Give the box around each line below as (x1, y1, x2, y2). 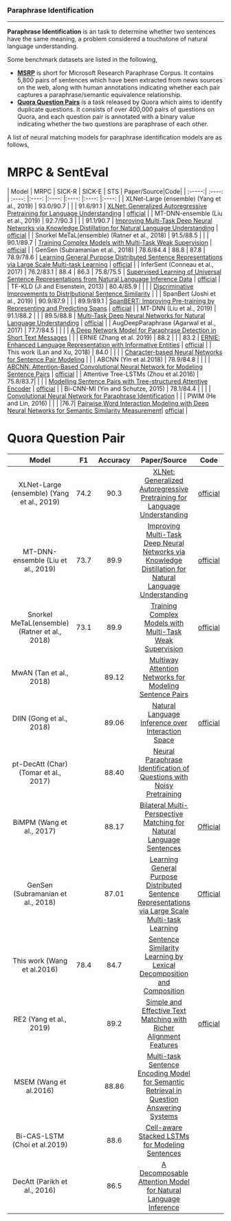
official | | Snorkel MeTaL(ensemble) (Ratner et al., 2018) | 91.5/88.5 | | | (7, 231, 210, 239)
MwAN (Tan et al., (11, 668, 69, 678)
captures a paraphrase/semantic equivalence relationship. (16, 91, 182, 99)
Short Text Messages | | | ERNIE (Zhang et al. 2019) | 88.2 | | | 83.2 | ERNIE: (7, 333, 220, 342)
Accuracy (98, 456, 131, 465)
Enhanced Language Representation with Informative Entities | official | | (7, 341, 212, 349)
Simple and (145, 998, 182, 1007)
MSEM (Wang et (13, 1077, 67, 1087)
